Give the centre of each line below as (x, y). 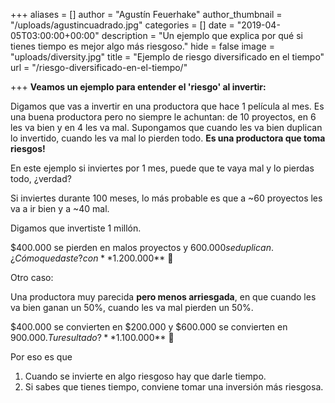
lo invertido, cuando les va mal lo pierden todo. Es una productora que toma (168, 138)
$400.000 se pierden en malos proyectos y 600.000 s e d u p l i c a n (141, 247)
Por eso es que (41, 357)
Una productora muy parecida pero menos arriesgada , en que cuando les (163, 297)
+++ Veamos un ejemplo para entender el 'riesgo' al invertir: (138, 87)
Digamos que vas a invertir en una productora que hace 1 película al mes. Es (167, 106)
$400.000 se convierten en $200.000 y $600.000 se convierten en (149, 327)
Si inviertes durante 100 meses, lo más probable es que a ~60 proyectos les (166, 198)
